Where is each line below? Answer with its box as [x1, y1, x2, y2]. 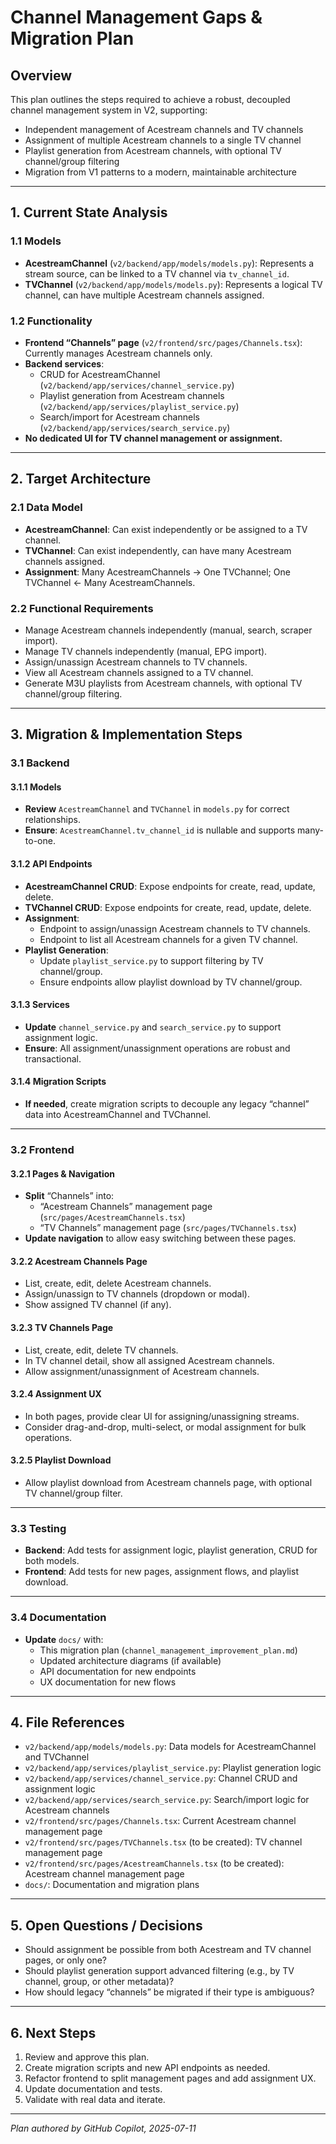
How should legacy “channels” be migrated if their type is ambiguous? [24, 1986, 315, 1998]
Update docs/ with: [24, 1633, 104, 1645]
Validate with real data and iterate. [24, 2094, 166, 2106]
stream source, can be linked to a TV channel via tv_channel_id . [24, 267, 290, 280]
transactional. [24, 1052, 82, 1065]
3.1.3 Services [10, 999, 70, 1011]
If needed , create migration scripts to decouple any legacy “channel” [24, 1098, 310, 1110]
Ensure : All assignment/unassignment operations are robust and [24, 1042, 291, 1054]
